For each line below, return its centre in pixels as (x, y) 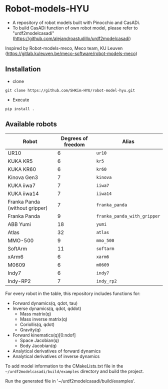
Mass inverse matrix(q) (43, 319)
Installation (23, 69)
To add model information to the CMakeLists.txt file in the (64, 366)
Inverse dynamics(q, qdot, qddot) (47, 308)
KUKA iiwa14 (23, 193)
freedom (74, 144)
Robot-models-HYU (47, 9)
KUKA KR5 (20, 161)
